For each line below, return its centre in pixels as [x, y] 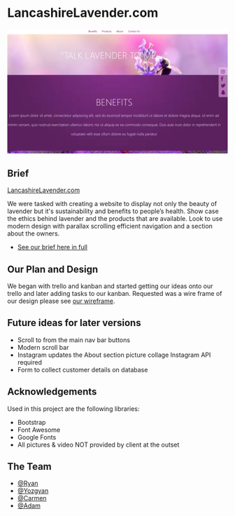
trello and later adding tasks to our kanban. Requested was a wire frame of [115, 294]
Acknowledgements [52, 392]
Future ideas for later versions [74, 323]
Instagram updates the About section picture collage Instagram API [114, 355]
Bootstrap [31, 422]
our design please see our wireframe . [61, 301]
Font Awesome [39, 430]
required [30, 362]
